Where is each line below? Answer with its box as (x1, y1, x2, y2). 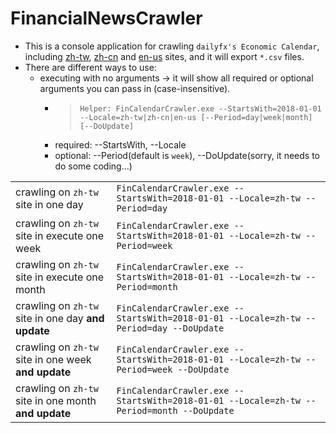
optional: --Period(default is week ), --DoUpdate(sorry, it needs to (54, 149, 320, 161)
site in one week (15, 352, 92, 366)
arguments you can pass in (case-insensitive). (39, 82, 231, 94)
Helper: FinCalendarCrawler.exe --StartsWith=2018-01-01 (79, 103, 322, 114)
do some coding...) (54, 160, 133, 172)
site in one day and (15, 311, 105, 325)
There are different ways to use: (24, 61, 157, 73)
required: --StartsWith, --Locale (54, 138, 187, 151)
